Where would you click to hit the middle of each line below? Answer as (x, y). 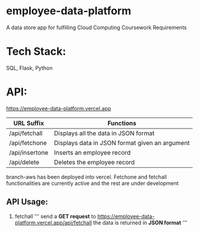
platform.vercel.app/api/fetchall (53, 222)
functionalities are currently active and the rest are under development (93, 183)
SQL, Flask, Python (29, 68)
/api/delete (24, 162)
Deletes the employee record (94, 162)
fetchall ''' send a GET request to (55, 216)
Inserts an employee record (92, 152)
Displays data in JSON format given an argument (122, 143)
